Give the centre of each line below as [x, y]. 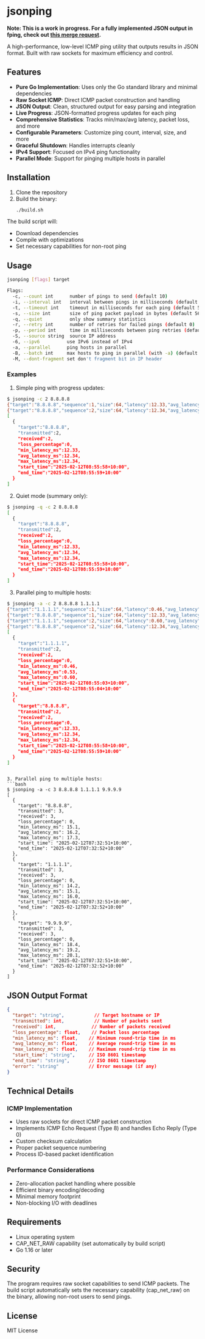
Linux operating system [45, 1237]
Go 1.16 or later [34, 1250]
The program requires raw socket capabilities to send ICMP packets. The [99, 1283]
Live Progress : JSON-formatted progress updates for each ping [96, 113]
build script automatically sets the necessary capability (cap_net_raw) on [99, 1290]
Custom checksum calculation [54, 1141]
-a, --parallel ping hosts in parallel [70, 347]
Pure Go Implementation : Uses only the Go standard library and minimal [106, 87]
